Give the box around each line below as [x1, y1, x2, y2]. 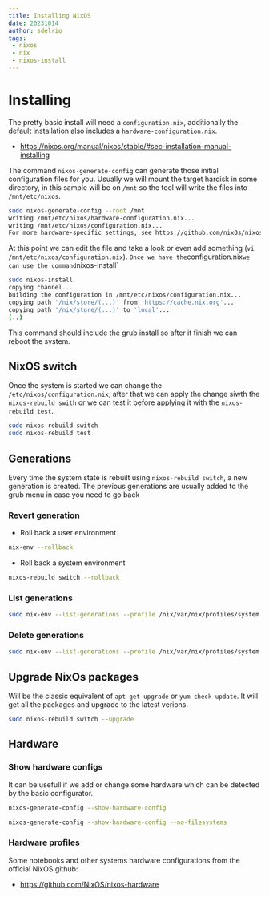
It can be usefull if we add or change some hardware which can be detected [8, 779, 260, 790]
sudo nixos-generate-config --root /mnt [8, 206, 146, 215]
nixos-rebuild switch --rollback [8, 574, 120, 582]
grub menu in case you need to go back [8, 490, 140, 499]
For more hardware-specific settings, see [8, 229, 152, 237]
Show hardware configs [8, 762, 103, 773]
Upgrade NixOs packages [8, 670, 139, 684]
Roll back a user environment [19, 528, 117, 538]
